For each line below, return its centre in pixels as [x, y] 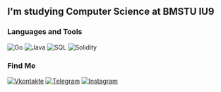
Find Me [22, 65]
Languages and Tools [45, 32]
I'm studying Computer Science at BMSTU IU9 [111, 12]
